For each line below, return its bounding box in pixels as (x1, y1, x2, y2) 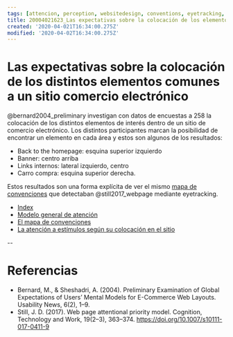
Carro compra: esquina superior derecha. (17, 169, 136, 177)
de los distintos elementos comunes (7, 74, 221, 90)
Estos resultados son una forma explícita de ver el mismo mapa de (7, 183, 198, 191)
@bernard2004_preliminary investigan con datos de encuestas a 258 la (7, 111, 212, 120)
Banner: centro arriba (17, 154, 78, 163)
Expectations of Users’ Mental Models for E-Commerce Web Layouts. (17, 293, 216, 302)
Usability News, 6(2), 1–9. (17, 300, 90, 309)
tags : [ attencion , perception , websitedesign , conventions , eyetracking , (7, 10, 225, 17)
